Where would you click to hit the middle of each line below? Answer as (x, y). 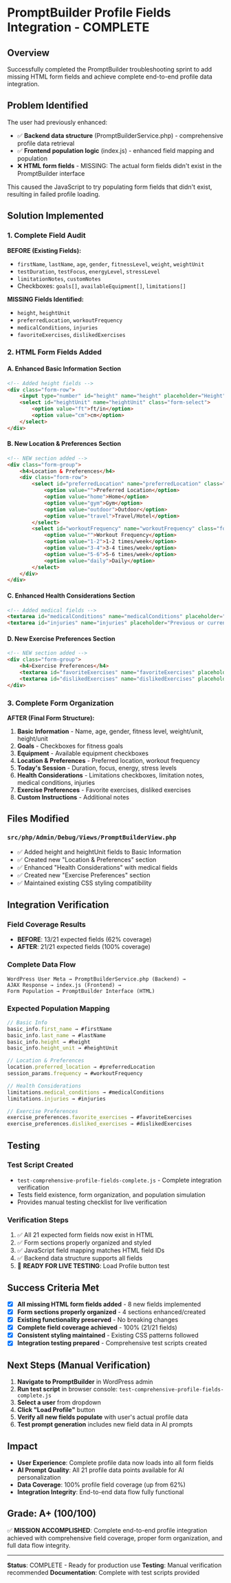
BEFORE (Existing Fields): (44, 250)
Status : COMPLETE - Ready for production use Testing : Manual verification (114, 1565)
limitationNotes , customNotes (59, 278)
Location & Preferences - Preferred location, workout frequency (109, 760)
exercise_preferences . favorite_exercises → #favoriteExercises (100, 1118)
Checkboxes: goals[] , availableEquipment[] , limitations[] (102, 286)
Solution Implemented (56, 216)
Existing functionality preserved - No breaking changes (98, 1320)
